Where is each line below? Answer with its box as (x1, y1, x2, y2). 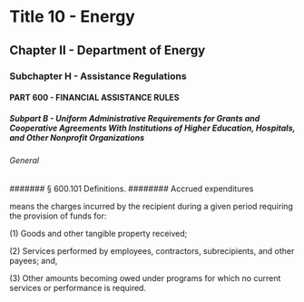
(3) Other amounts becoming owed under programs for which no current (9, 272, 281, 283)
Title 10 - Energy (9, 6, 136, 27)
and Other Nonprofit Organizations (9, 132, 145, 142)
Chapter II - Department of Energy (9, 43, 206, 58)
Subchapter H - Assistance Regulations (9, 70, 188, 83)
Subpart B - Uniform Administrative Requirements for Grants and (9, 112, 260, 123)
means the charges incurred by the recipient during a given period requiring (9, 200, 293, 211)
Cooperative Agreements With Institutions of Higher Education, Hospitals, (9, 122, 296, 133)
